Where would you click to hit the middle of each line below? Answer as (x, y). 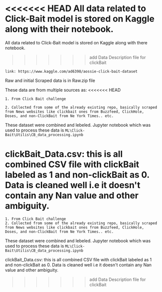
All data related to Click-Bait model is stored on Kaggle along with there (76, 42)
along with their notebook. (59, 29)
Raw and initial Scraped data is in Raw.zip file (50, 80)
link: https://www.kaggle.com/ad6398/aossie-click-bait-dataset (71, 71)
